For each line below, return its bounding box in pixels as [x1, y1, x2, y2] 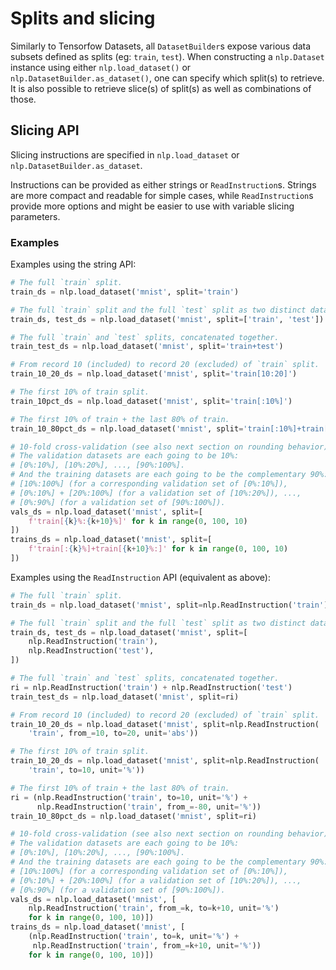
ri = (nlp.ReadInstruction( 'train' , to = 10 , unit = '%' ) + [10, 792, 248, 802]
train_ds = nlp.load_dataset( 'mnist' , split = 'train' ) [10, 287, 240, 297]
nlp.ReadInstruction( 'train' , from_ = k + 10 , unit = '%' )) [32, 940, 262, 951]
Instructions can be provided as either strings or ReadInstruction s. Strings [10, 178, 317, 191]
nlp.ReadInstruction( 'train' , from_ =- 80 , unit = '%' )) [36, 802, 262, 812]
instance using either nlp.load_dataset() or [10, 61, 192, 73]
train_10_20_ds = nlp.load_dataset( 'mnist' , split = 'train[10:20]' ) [10, 369, 298, 379]
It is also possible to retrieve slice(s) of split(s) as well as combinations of [10, 82, 312, 94]
